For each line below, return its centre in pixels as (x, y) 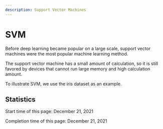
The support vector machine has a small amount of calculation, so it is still (82, 63)
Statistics (21, 99)
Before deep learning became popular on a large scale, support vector (78, 48)
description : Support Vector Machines (46, 10)
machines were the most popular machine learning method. (67, 53)
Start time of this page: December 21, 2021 (49, 111)
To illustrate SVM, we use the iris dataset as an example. (63, 83)
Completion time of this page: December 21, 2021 (56, 121)
